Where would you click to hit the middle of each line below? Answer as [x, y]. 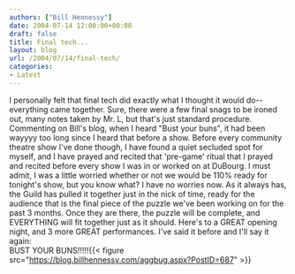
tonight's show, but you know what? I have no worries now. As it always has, [148, 184]
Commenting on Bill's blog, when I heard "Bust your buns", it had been [137, 128]
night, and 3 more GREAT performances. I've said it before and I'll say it [139, 232]
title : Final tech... [49, 42]
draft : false [33, 34]
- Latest [25, 75]
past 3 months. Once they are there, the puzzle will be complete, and [135, 212]
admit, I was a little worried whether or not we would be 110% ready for [138, 175]
